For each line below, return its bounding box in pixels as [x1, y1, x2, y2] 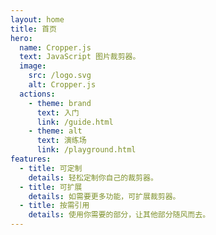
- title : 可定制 [19, 163, 83, 173]
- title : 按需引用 [19, 201, 90, 211]
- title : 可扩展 [19, 182, 83, 192]
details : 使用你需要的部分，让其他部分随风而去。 [28, 210, 211, 220]
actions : [19, 89, 56, 99]
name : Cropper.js [19, 42, 92, 53]
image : [19, 61, 47, 71]
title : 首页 [10, 24, 57, 34]
